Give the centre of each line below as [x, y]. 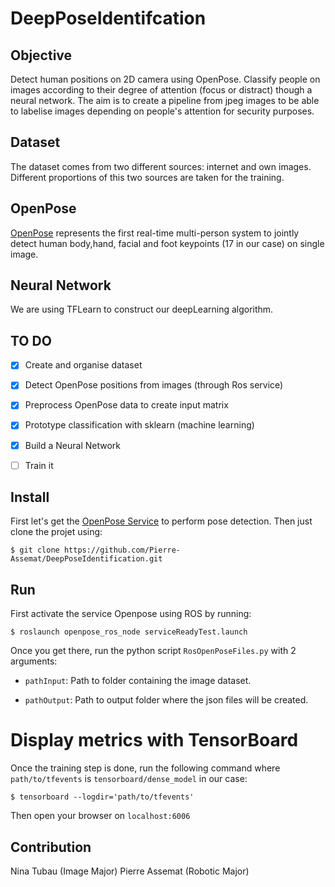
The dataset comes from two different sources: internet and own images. [161, 166]
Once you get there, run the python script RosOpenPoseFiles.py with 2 [153, 651]
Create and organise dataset [83, 365]
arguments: [34, 661]
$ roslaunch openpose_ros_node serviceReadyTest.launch [129, 632]
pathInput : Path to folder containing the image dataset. [138, 681]
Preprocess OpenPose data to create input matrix [126, 405]
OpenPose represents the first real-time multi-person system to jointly [155, 233]
